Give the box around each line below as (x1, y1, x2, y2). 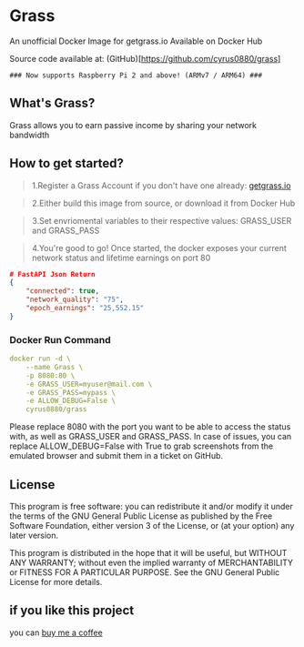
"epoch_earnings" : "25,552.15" (25, 304, 145, 313)
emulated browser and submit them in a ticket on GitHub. (9, 450, 224, 461)
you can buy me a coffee (9, 627, 103, 638)
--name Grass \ (25, 362, 84, 371)
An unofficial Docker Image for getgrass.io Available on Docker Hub (9, 35, 263, 46)
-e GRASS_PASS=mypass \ (25, 388, 117, 397)
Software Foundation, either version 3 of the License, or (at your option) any (9, 521, 295, 531)
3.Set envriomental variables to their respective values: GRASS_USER (31, 215, 292, 226)
